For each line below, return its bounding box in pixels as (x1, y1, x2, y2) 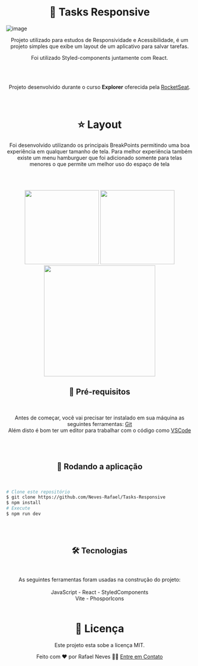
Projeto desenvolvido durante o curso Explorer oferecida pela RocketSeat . (8, 83, 191, 91)
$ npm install (6, 500, 41, 506)
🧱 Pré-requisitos (69, 387, 130, 397)
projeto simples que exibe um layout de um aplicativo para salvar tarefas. (10, 43, 189, 50)
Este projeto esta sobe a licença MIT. (54, 641, 145, 648)
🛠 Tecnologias (71, 546, 128, 556)
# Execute (6, 505, 31, 511)
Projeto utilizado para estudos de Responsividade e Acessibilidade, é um (11, 36, 189, 43)
